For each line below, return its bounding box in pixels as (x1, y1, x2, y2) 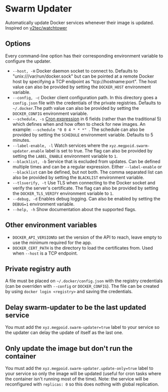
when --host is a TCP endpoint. (12, 250, 78, 256)
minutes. (12, 137, 31, 143)
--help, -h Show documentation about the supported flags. (12, 206, 136, 212)
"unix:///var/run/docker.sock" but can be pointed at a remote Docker (12, 73, 154, 79)
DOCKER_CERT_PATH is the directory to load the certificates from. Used (12, 245, 153, 251)
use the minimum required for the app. (12, 239, 92, 246)
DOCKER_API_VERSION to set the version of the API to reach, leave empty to (12, 234, 162, 240)
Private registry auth (5, 264, 71, 273)
